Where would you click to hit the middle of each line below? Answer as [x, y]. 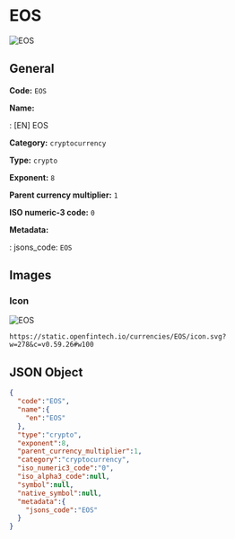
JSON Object [46, 372]
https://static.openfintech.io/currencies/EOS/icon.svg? [118, 337]
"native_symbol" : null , [60, 493]
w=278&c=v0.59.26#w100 [52, 345]
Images [30, 275]
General [32, 69]
